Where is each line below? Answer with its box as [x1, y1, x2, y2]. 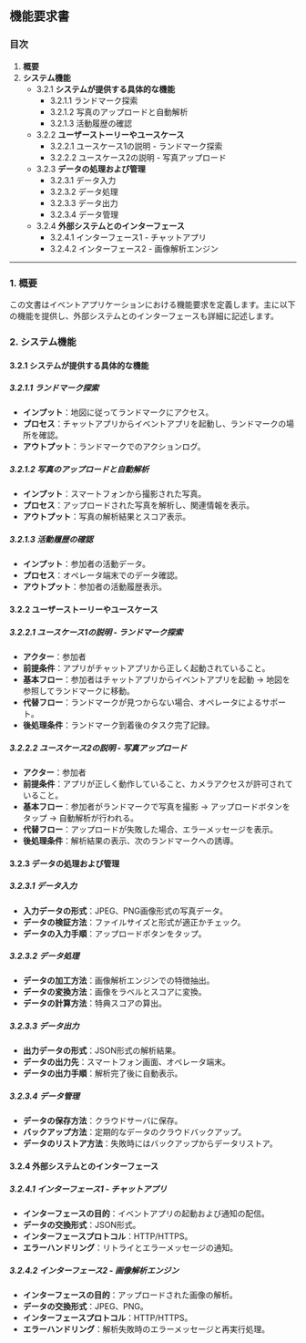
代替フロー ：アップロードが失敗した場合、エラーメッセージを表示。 [22, 823, 278, 834]
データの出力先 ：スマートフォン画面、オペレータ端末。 [22, 1057, 230, 1068]
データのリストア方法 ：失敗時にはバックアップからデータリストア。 [22, 1138, 278, 1149]
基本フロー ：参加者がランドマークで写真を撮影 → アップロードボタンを [22, 801, 291, 811]
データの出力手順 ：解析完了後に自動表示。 [22, 1068, 183, 1079]
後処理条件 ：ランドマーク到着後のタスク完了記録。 [22, 719, 215, 730]
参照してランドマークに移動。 [22, 685, 135, 696]
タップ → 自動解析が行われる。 [22, 812, 139, 823]
